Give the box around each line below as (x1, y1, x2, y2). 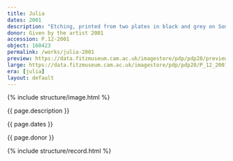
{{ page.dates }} (7, 120, 53, 129)
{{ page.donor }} (7, 133, 55, 142)
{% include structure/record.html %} (7, 146, 112, 155)
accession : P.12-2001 (7, 36, 70, 43)
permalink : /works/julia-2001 (7, 49, 95, 56)
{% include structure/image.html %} (7, 93, 110, 102)
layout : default (7, 74, 54, 82)
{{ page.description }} (7, 106, 70, 115)
